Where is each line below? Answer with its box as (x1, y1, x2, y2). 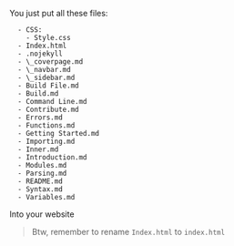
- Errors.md (17, 113, 64, 122)
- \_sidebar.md (17, 73, 76, 82)
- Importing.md (17, 137, 76, 146)
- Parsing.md (17, 169, 67, 178)
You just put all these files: (9, 8, 108, 18)
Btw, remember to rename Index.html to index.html (31, 227, 226, 237)
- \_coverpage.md (17, 57, 84, 67)
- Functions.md (17, 121, 76, 130)
